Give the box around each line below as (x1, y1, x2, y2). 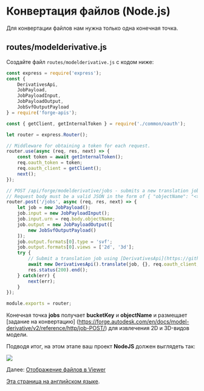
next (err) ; (28, 278, 56, 284)
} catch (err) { (17, 272, 56, 278)
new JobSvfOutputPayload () (28, 227, 97, 233)
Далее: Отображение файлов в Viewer (6, 366, 106, 373)
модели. (6, 331, 29, 339)
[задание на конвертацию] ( (6, 318, 79, 325)
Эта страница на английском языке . (6, 378, 100, 385)
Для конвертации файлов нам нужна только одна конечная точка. (6, 24, 178, 32)
